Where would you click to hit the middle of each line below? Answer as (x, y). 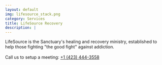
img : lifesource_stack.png (33, 14)
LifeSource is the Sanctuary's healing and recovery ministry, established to (81, 42)
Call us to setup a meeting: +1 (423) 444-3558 (52, 57)
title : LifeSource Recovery (34, 23)
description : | (21, 28)
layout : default (22, 10)
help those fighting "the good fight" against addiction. (60, 47)
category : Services (25, 19)
